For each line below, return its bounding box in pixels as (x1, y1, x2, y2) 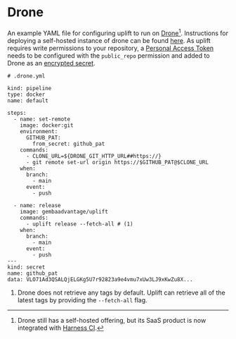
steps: (7, 109, 27, 116)
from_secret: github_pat (32, 140, 105, 147)
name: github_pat (7, 269, 58, 277)
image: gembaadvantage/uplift (20, 208, 109, 215)
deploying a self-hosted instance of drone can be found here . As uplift (7, 36, 211, 44)
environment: (20, 128, 58, 135)
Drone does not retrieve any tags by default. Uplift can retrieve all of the (17, 288, 226, 297)
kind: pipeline (7, 85, 52, 92)
